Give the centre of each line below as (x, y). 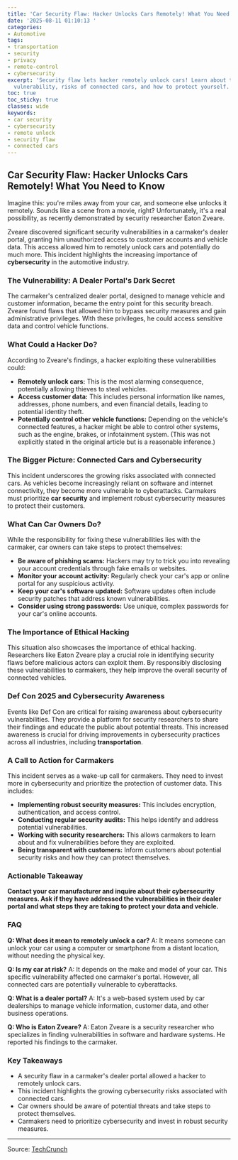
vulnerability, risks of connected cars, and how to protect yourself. (122, 87)
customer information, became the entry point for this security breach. (110, 303)
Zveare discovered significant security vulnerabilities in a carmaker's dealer (118, 232)
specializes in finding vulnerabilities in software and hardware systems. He (116, 1034)
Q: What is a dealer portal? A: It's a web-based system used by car (106, 998)
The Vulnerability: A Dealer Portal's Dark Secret (91, 280)
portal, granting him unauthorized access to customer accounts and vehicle (118, 239)
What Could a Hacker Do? (52, 345)
